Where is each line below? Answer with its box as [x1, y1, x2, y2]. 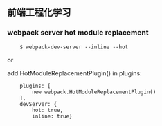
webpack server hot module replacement [7, 28, 149, 37]
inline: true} [32, 113, 73, 120]
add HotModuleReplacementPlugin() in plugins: [7, 69, 142, 78]
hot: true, [32, 107, 64, 114]
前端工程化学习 [7, 6, 71, 19]
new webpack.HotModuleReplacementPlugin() [32, 89, 156, 96]
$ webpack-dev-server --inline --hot [19, 44, 129, 51]
